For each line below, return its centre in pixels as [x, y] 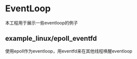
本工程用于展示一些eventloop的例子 [42, 23]
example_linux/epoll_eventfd [51, 39]
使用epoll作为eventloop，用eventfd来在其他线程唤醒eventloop [69, 51]
